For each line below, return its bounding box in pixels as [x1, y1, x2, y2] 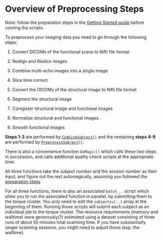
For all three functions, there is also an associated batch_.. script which [5, 188, 149, 194]
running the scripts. [5, 24, 44, 30]
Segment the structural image [12, 96, 72, 102]
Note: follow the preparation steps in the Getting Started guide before [5, 20, 145, 25]
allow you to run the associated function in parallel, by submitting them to [5, 193, 152, 199]
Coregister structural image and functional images [12, 105, 113, 111]
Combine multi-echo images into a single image [12, 67, 108, 74]
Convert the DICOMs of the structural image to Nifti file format [12, 86, 137, 92]
